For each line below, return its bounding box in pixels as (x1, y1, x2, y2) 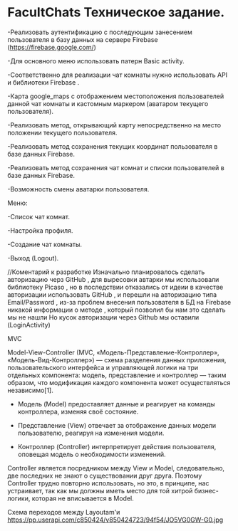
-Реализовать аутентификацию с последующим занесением (7, 28, 192, 36)
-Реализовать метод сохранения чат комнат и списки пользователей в (7, 163, 224, 172)
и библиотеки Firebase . (7, 78, 80, 86)
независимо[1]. (7, 386, 53, 394)
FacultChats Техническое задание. (7, 4, 225, 21)
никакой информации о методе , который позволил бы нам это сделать (7, 305, 226, 314)
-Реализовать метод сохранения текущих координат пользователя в (7, 142, 218, 150)
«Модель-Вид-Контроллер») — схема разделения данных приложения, (7, 355, 227, 364)
